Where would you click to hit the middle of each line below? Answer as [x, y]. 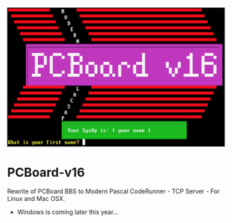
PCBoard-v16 [46, 172]
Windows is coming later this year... [68, 212]
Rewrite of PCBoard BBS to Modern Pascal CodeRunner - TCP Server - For [114, 191]
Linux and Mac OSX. [36, 199]
